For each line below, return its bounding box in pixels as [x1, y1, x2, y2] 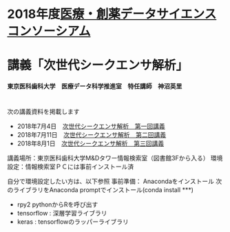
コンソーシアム [7, 23, 91, 39]
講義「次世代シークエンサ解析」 [7, 58, 189, 73]
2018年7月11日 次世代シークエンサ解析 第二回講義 [17, 131, 167, 139]
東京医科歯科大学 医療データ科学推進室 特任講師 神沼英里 [7, 82, 182, 90]
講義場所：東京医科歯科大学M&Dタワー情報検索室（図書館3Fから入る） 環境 [7, 154, 223, 162]
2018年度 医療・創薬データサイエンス [7, 6, 217, 22]
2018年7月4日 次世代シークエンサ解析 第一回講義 [17, 122, 165, 131]
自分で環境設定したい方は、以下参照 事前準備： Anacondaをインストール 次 [7, 177, 222, 186]
